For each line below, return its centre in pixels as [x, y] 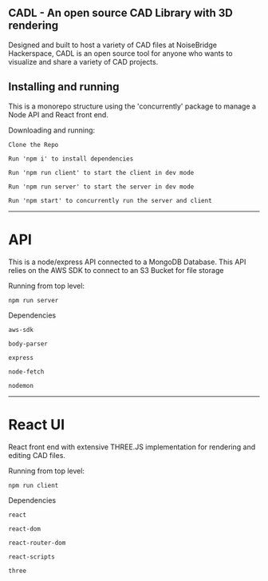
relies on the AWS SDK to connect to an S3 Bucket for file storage [116, 270]
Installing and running [64, 87]
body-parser [28, 344]
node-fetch [26, 372]
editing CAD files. [37, 455]
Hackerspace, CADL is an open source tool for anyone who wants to [120, 53]
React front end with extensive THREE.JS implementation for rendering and [132, 447]
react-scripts [32, 557]
